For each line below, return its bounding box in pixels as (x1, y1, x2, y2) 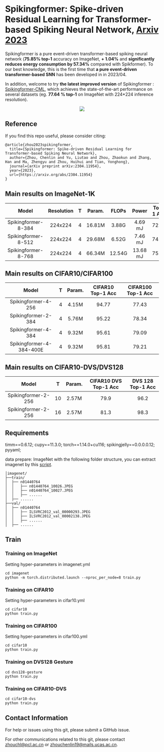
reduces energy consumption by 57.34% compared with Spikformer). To (5, 61, 153, 67)
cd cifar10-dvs (5, 696, 36, 701)
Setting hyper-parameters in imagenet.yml (5, 561, 90, 567)
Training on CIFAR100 (5, 622, 58, 629)
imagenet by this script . (5, 462, 53, 467)
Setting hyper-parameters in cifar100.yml (5, 634, 88, 640)
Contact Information (5, 714, 68, 722)
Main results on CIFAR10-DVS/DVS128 (5, 363, 124, 371)
